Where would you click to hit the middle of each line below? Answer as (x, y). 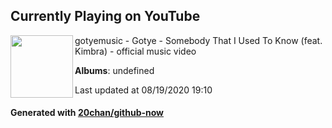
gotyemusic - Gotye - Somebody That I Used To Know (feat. (198, 40)
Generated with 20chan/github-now (87, 113)
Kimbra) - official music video (135, 51)
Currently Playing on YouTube (105, 16)
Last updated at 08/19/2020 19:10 (143, 90)
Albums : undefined (114, 70)
